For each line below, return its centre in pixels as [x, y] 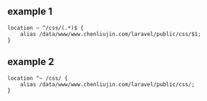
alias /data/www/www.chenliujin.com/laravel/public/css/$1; [111, 34]
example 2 [31, 62]
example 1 [30, 12]
